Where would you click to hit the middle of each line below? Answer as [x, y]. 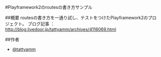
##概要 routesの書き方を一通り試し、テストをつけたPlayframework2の [77, 18]
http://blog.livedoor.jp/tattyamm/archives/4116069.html [61, 29]
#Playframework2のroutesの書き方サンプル [49, 7]
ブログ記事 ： [41, 24]
